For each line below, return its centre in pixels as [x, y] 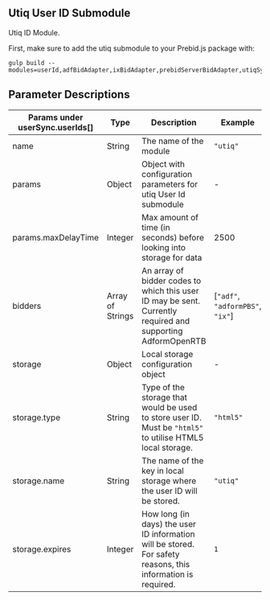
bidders [27, 306]
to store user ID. [172, 417]
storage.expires [42, 549]
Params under [55, 117]
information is [168, 574]
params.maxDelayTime [55, 237]
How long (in [166, 514]
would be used [170, 407]
